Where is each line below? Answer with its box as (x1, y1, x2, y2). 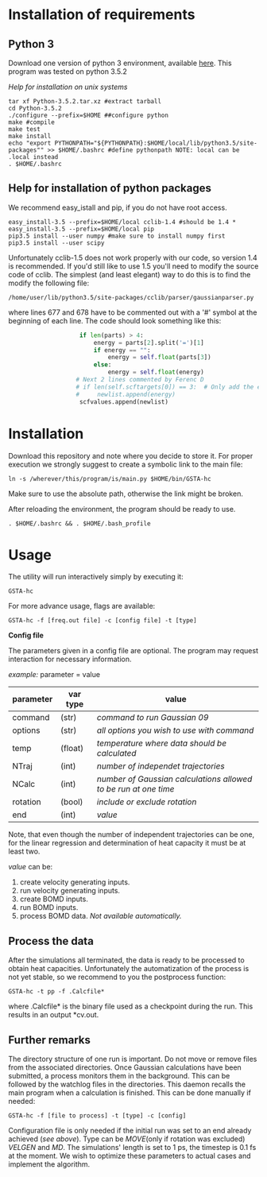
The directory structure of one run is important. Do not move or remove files (8, 1055, 257, 1064)
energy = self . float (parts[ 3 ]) (107, 354, 212, 362)
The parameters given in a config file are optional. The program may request (8, 646, 258, 656)
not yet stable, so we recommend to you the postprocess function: (8, 972, 226, 982)
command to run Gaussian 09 (96, 712, 209, 723)
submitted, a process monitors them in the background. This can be (8, 1071, 230, 1081)
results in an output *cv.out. (8, 1010, 99, 1020)
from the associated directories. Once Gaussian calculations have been (8, 1063, 242, 1072)
